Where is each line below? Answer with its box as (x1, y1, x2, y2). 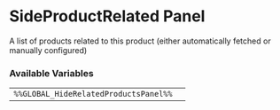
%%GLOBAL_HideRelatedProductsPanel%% (13, 89, 173, 99)
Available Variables (9, 67, 95, 79)
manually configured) (9, 44, 88, 55)
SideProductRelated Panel (9, 6, 206, 27)
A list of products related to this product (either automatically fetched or (9, 35, 272, 46)
